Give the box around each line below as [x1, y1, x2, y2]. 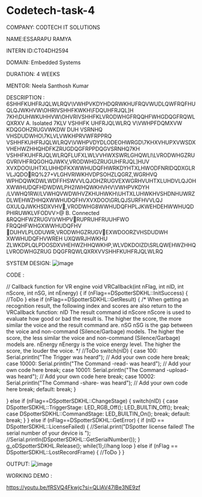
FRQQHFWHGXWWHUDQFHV [6, 222, 82, 229]
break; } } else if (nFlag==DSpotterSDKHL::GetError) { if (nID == [6, 416, 165, 423]
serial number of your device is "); [6, 429, 91, 437]
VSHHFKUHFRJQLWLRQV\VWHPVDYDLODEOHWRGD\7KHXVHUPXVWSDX [6, 138, 196, 146]
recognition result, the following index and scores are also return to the [6, 302, 183, 309]
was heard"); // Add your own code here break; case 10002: [6, 373, 156, 380]
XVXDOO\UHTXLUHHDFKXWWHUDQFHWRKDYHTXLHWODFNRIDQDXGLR [6, 164, 195, 172]
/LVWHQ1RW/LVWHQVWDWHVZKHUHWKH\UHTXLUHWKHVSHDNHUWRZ [6, 190, 195, 197]
